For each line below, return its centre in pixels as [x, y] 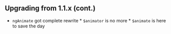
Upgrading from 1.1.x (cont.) [50, 8]
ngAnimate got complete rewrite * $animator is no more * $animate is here [89, 20]
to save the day [28, 26]
